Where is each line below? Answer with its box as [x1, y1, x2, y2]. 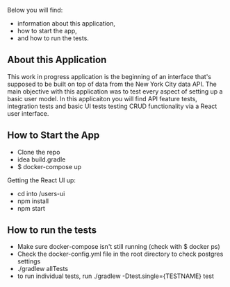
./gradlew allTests [17, 265, 68, 273]
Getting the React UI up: [7, 176, 76, 184]
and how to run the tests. [17, 34, 89, 42]
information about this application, [17, 19, 116, 27]
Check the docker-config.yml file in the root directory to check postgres [17, 250, 224, 259]
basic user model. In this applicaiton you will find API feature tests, [7, 94, 198, 103]
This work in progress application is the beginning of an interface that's [7, 72, 212, 80]
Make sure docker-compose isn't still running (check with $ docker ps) [17, 243, 220, 251]
